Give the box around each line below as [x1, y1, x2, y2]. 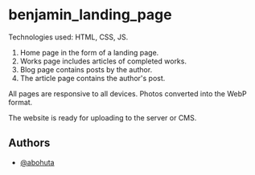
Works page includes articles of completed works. [19, 56, 187, 66]
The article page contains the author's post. [19, 73, 166, 83]
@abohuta [19, 157, 55, 167]
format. [8, 97, 33, 107]
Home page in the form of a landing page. [19, 47, 159, 57]
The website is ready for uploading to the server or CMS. [8, 112, 197, 122]
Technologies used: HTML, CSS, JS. [8, 32, 129, 42]
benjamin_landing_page [8, 6, 172, 24]
